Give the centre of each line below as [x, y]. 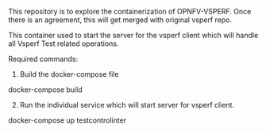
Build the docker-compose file [69, 74]
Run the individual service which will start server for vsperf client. [127, 105]
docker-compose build [45, 89]
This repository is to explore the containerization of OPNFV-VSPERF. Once [130, 11]
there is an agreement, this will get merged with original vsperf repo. [120, 20]
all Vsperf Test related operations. [64, 44]
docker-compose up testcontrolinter [67, 120]
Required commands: [43, 59]
